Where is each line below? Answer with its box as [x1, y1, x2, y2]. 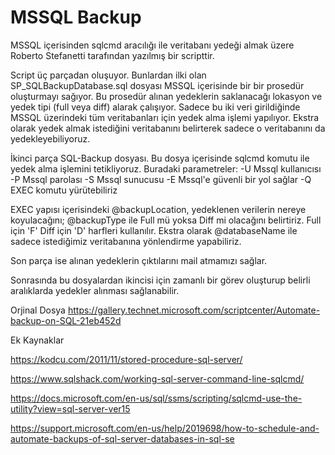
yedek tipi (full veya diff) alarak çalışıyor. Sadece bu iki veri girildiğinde [10, 101, 301, 113]
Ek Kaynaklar [10, 334, 65, 346]
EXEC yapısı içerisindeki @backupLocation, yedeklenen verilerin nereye [10, 203, 307, 215]
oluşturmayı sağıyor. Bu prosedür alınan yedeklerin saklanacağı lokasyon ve [10, 90, 323, 102]
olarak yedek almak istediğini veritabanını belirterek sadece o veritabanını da [10, 122, 326, 134]
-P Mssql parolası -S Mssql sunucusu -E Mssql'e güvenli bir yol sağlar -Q [10, 173, 312, 185]
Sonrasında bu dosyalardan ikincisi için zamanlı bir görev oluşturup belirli [10, 274, 311, 286]
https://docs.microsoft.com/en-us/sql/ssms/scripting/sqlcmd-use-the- [10, 392, 303, 404]
